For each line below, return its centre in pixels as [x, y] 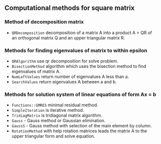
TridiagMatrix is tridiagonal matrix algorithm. [57, 115]
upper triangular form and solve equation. [53, 136]
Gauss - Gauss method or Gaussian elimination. [58, 121]
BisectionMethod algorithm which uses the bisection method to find [79, 66]
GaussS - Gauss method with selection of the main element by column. [81, 126]
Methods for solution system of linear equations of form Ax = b [80, 94]
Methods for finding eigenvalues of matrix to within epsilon [76, 50]
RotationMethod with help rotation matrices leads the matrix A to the [79, 131]
